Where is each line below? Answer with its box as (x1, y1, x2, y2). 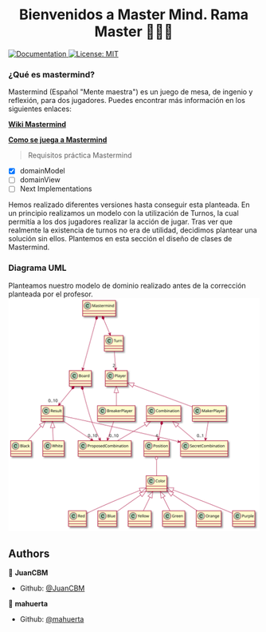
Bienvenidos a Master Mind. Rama (18, 6, 249, 24)
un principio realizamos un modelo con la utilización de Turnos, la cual (8, 209, 239, 218)
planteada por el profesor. (8, 289, 93, 299)
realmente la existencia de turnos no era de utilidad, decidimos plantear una (8, 225, 257, 235)
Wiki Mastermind (8, 120, 66, 129)
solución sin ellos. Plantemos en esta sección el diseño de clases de (8, 234, 233, 244)
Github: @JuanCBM (19, 583, 85, 593)
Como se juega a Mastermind (8, 135, 108, 145)
